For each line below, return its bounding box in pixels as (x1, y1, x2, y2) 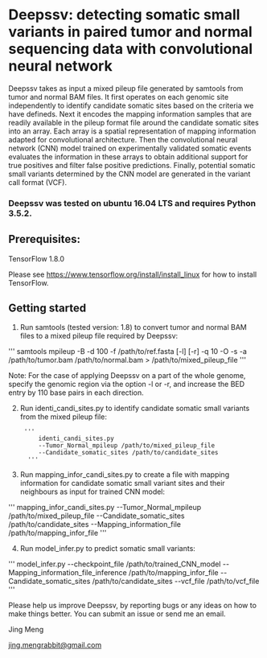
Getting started (8, 302, 87, 315)
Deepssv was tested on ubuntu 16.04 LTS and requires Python (8, 197, 256, 208)
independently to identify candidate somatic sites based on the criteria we (8, 101, 254, 110)
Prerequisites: (8, 232, 80, 246)
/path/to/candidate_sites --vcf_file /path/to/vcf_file (92, 577, 260, 586)
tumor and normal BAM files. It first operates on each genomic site (8, 92, 229, 101)
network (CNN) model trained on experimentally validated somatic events (8, 143, 252, 153)
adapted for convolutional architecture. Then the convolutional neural (8, 134, 238, 144)
